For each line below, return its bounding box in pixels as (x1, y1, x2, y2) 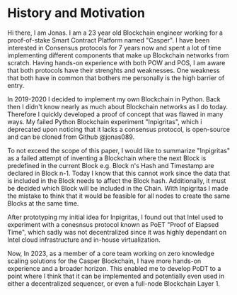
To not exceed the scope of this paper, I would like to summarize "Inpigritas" (7, 146, 230, 155)
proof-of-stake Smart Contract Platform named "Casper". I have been (7, 35, 210, 44)
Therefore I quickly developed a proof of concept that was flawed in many (7, 110, 224, 118)
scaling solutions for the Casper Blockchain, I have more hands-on (7, 257, 202, 265)
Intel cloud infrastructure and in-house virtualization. (7, 235, 161, 244)
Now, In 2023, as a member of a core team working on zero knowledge (7, 249, 214, 257)
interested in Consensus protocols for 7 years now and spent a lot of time (7, 43, 221, 52)
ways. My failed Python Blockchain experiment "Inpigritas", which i (7, 117, 202, 126)
